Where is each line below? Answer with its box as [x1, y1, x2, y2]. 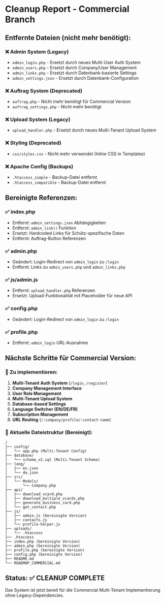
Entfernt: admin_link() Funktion [12, 225, 76, 231]
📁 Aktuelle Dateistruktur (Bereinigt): [5, 429, 93, 436]
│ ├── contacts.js [5, 517, 48, 522]
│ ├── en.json [5, 466, 38, 471]
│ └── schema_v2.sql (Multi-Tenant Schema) [5, 457, 100, 462]
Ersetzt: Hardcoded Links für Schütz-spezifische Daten [12, 230, 125, 236]
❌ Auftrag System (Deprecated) [5, 87, 83, 94]
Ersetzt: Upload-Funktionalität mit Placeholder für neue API [12, 293, 132, 299]
